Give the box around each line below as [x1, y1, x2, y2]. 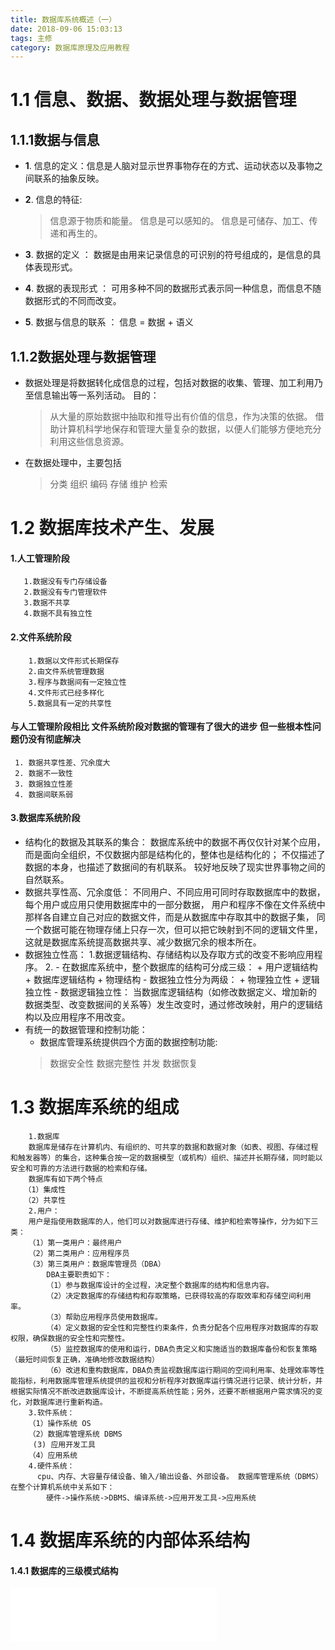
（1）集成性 [23, 1185, 67, 1195]
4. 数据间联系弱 [14, 789, 73, 800]
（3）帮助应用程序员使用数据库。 [46, 1312, 163, 1322]
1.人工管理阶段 [10, 552, 70, 564]
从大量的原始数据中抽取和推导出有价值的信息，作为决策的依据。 [49, 411, 313, 423]
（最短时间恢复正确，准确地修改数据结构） [10, 1355, 160, 1365]
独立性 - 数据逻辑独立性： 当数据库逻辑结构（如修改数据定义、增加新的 [24, 986, 318, 998]
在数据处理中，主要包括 [24, 457, 122, 469]
